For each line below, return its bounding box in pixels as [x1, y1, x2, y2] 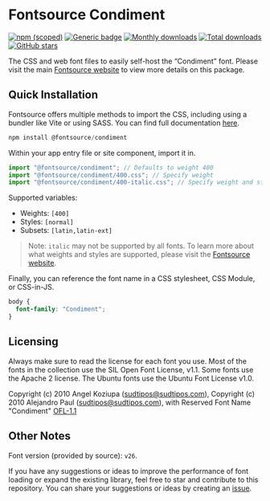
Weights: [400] [19, 209, 70, 218]
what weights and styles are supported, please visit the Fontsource [27, 250, 251, 259]
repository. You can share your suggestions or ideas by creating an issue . [8, 483, 252, 493]
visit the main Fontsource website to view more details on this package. [8, 64, 245, 74]
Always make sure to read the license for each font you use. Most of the [8, 356, 247, 366]
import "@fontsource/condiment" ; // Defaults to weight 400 [8, 163, 215, 172]
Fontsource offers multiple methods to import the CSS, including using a [8, 109, 247, 119]
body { [8, 298, 31, 306]
